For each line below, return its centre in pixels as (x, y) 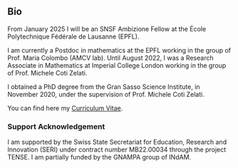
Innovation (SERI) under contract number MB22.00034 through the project (117, 149)
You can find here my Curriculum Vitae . (65, 108)
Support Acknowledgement (56, 126)
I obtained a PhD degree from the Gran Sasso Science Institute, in (104, 86)
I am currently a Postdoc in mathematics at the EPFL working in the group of (119, 50)
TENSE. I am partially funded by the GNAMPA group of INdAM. (99, 157)
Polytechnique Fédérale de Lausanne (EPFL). (73, 36)
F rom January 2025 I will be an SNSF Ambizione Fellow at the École (107, 28)
